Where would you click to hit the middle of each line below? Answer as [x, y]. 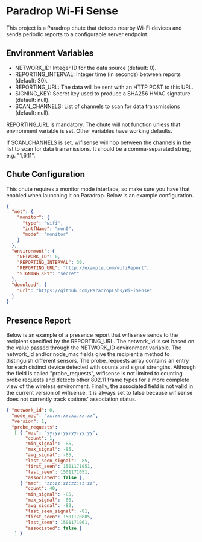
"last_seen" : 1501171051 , [58, 472]
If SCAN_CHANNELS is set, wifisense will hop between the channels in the [99, 142]
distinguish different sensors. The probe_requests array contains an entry [98, 361]
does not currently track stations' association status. [71, 399]
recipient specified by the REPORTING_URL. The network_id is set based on [100, 342]
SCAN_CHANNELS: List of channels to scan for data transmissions [97, 106]
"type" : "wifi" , [43, 223]
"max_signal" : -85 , [49, 450]
